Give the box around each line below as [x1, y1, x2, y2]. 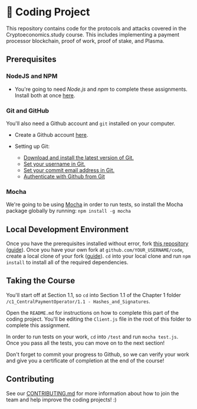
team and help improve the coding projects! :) [6, 396, 117, 403]
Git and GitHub [6, 106, 49, 114]
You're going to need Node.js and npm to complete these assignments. [14, 85, 188, 93]
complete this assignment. [6, 321, 71, 329]
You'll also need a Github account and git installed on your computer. [6, 120, 176, 127]
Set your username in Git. [23, 160, 86, 167]
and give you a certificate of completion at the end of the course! [6, 357, 165, 364]
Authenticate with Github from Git [23, 173, 105, 180]
